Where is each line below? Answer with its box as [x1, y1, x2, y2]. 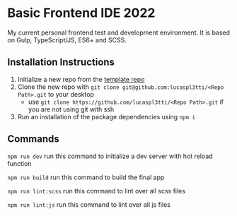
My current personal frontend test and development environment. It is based [7, 28, 231, 37]
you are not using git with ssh [28, 104, 115, 114]
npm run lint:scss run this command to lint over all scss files [7, 186, 186, 195]
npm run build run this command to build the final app [7, 173, 165, 181]
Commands [7, 133, 60, 145]
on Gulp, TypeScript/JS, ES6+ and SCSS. [7, 35, 127, 44]
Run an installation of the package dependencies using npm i [17, 112, 196, 121]
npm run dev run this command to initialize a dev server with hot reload [7, 152, 214, 160]
